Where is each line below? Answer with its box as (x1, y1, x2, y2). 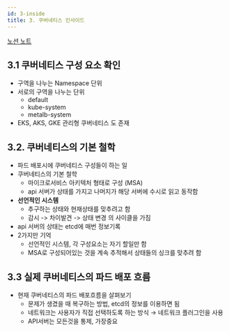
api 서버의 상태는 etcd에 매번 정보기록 (17, 222, 121, 231)
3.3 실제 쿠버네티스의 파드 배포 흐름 (7, 270, 151, 283)
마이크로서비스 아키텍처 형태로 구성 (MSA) (27, 179, 143, 187)
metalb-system (27, 110, 72, 119)
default (27, 96, 49, 104)
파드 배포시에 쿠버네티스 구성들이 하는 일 (17, 161, 128, 170)
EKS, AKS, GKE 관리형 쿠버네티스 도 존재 (17, 119, 130, 127)
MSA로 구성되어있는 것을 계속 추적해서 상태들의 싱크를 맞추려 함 (27, 249, 202, 257)
